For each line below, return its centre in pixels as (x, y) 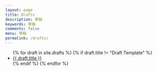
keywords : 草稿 (21, 24)
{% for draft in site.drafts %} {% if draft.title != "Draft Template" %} (82, 52)
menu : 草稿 (16, 33)
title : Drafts (20, 15)
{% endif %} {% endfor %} (41, 63)
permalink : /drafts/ (27, 39)
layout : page (19, 10)
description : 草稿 (24, 19)
